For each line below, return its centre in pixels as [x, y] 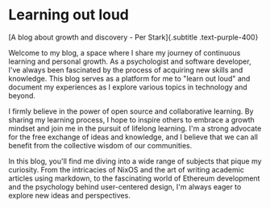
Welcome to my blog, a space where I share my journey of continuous [125, 52]
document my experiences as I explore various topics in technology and [128, 87]
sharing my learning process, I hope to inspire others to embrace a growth [132, 119]
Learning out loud [69, 15]
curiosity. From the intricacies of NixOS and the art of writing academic [126, 169]
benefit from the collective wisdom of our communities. [100, 145]
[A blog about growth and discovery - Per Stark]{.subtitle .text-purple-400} [133, 37]
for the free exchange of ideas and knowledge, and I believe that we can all [133, 137]
